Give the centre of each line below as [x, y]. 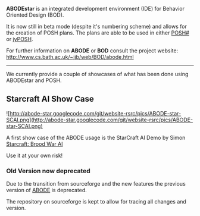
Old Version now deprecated [48, 171]
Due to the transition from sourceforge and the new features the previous [96, 184]
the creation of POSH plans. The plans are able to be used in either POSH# [98, 33]
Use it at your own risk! [35, 155]
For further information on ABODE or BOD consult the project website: [92, 51]
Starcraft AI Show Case [50, 99]
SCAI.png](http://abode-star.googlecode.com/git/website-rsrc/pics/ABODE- [100, 120]
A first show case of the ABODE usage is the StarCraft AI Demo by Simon [96, 137]
